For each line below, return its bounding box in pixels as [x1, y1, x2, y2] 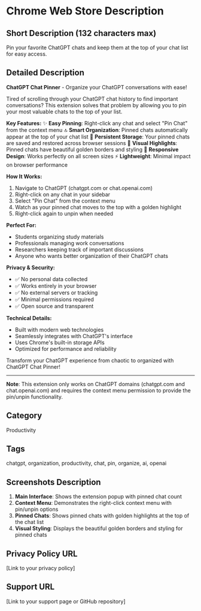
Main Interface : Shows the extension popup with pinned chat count [14, 493, 182, 500]
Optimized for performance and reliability [14, 345, 117, 352]
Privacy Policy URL [6, 549, 78, 559]
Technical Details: [6, 314, 52, 321]
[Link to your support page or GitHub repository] [6, 598, 126, 605]
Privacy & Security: [6, 264, 56, 271]
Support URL [6, 582, 55, 592]
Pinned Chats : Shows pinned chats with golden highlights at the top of [14, 512, 190, 519]
